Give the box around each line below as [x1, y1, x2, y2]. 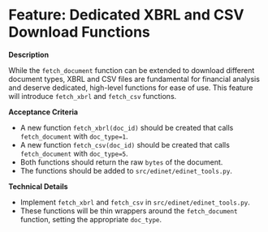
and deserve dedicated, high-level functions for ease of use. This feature [8, 83, 253, 92]
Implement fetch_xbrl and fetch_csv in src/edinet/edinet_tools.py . [19, 197, 250, 207]
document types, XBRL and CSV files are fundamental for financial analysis [8, 74, 260, 84]
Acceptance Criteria [8, 107, 79, 117]
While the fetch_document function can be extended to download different [8, 65, 255, 75]
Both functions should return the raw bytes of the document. [19, 157, 223, 167]
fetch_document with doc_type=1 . [19, 131, 128, 141]
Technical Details [8, 181, 68, 191]
